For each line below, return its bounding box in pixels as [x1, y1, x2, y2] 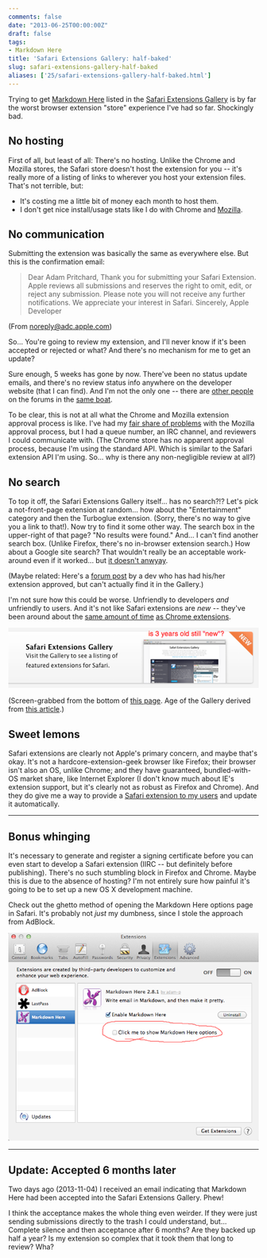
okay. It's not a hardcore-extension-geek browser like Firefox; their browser [8, 757, 257, 767]
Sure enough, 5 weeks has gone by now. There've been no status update [8, 370, 248, 379]
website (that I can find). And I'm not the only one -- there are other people [8, 386, 254, 396]
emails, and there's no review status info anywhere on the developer [8, 378, 232, 387]
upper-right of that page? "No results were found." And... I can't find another [8, 530, 259, 540]
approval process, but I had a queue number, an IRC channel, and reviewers [8, 427, 257, 437]
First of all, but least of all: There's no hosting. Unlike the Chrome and [8, 155, 236, 165]
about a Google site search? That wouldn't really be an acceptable [8, 547, 226, 557]
